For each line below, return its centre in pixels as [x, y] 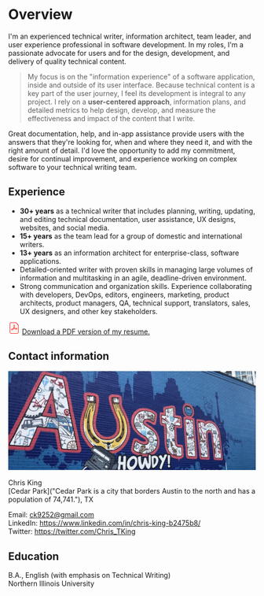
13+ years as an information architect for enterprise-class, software [129, 253]
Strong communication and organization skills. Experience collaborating [136, 286]
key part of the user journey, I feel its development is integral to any [136, 93]
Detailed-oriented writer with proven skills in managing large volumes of [136, 269]
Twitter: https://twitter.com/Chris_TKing [72, 531]
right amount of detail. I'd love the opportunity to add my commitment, [122, 150]
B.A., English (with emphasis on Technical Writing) [90, 576]
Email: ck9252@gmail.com [51, 515]
